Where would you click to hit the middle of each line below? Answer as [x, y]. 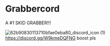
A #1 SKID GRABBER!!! [28, 23]
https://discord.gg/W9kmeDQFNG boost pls [51, 38]
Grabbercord [33, 9]
